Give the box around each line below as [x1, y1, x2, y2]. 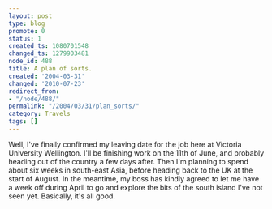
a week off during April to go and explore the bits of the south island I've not [8, 182, 263, 192]
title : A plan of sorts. [8, 65, 93, 73]
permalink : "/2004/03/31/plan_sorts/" [8, 102, 140, 110]
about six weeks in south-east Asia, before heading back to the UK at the [8, 165, 253, 175]
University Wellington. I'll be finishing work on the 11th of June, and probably [8, 147, 265, 158]
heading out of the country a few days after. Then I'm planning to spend [8, 156, 249, 166]
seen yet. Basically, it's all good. [8, 191, 116, 201]
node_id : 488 [8, 58, 53, 66]
